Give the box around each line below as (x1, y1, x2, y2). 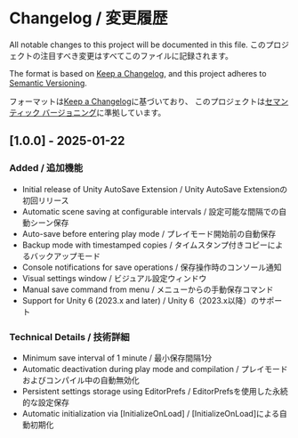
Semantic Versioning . (9, 77, 87, 88)
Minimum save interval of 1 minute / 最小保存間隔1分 (21, 353, 213, 363)
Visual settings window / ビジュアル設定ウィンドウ (21, 272, 207, 283)
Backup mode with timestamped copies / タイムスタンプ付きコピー (21, 239, 269, 250)
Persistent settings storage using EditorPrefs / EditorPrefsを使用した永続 (21, 385, 288, 396)
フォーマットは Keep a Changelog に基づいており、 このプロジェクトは (9, 95, 265, 107)
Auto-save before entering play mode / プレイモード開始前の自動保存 (21, 228, 277, 239)
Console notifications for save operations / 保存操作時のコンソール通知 (21, 262, 282, 272)
